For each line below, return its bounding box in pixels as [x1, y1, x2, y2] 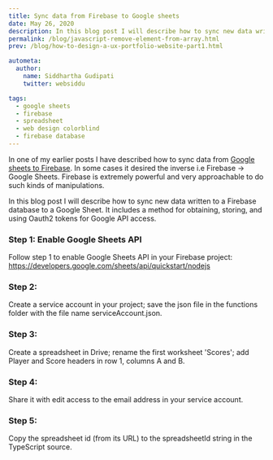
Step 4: [8, 376, 38, 388]
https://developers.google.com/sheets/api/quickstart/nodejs [8, 261, 211, 271]
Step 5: [8, 414, 38, 426]
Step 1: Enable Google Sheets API [8, 234, 142, 245]
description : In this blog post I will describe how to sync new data [8, 27, 253, 35]
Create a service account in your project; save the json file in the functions [8, 300, 258, 309]
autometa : [8, 57, 42, 65]
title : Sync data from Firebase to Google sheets [8, 11, 180, 20]
